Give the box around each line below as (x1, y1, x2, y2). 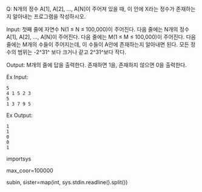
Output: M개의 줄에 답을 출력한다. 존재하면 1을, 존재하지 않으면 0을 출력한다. (6, 61, 187, 68)
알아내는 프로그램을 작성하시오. (12, 13, 86, 20)
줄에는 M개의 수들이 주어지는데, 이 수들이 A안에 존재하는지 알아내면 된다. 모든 (6, 41, 189, 48)
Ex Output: (6, 111, 33, 119)
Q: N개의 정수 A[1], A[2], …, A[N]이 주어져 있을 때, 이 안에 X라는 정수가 (6, 5, 175, 12)
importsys (6, 155, 32, 162)
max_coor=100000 (6, 167, 53, 174)
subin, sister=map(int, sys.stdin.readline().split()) (6, 179, 128, 186)
